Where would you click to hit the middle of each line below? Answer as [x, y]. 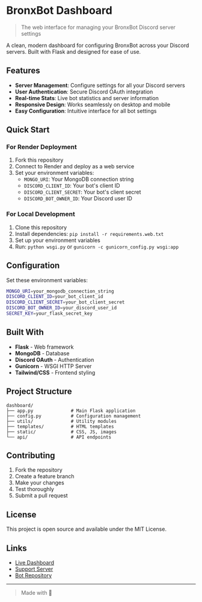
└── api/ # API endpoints [59, 437]
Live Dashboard [35, 562]
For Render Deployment [41, 147]
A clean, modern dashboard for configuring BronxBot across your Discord [98, 45]
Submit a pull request [41, 496]
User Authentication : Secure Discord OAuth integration [84, 92]
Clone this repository [41, 227]
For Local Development [41, 214]
